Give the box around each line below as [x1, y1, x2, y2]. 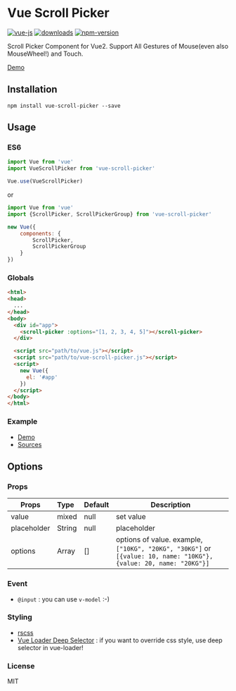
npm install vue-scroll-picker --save [7, 102, 121, 109]
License [7, 661, 35, 671]
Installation [7, 83, 58, 96]
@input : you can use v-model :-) [17, 594, 110, 604]
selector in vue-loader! [17, 643, 84, 652]
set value [115, 512, 146, 522]
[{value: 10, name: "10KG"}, [115, 552, 214, 561]
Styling [7, 612, 33, 622]
